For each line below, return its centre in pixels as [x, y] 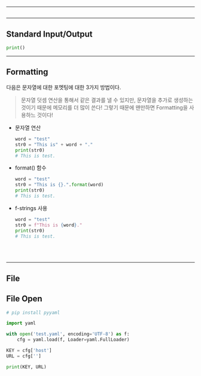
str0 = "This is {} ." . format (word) [59, 185]
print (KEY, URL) [26, 367]
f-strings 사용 [31, 208]
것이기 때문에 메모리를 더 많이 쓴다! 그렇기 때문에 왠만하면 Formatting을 [104, 107]
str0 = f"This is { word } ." [48, 225]
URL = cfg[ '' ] [24, 356]
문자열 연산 [28, 128]
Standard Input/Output [49, 34]
